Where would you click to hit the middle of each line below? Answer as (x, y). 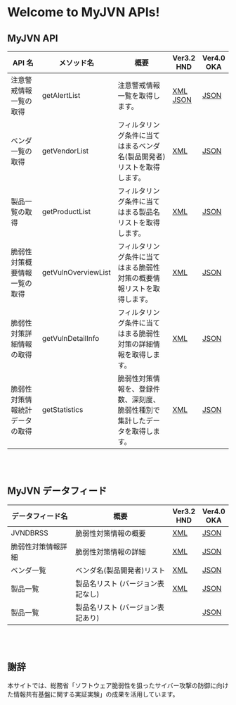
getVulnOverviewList (76, 272)
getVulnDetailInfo (71, 338)
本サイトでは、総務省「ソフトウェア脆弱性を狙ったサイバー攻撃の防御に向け (118, 685)
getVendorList (65, 151)
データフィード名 (40, 516)
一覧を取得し (139, 96)
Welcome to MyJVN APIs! (84, 12)
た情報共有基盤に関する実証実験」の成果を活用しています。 (93, 694)
